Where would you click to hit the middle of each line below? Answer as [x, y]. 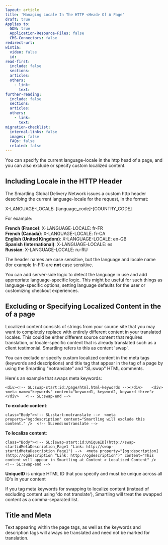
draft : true [18, 19]
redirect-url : [20, 43]
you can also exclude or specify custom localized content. [65, 165]
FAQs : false [22, 141]
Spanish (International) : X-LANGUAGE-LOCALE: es [59, 244]
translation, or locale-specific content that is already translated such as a [81, 342]
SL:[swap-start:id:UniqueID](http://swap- [91, 442]
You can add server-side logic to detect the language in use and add [76, 274]
